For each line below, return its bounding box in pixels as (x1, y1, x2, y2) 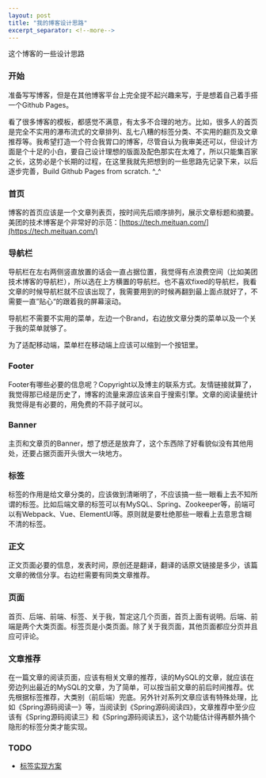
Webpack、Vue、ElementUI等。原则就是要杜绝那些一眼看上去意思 (21, 510, 238, 519)
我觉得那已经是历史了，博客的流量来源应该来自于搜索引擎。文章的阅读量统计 (8, 389, 258, 399)
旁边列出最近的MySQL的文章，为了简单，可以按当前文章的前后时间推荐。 (8, 682, 248, 693)
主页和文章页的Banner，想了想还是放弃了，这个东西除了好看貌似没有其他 (8, 438, 247, 448)
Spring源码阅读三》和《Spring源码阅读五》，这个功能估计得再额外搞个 (28, 712, 256, 722)
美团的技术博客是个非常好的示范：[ (8, 217, 123, 226)
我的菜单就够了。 (14, 324, 71, 333)
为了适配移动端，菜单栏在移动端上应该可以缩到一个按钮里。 (8, 340, 203, 350)
